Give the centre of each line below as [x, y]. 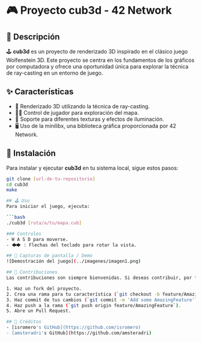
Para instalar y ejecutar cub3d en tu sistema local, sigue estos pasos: [92, 168]
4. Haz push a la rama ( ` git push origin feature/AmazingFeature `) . [94, 305]
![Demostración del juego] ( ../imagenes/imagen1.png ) [74, 261]
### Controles [24, 234]
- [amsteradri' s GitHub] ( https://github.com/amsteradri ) [79, 333]
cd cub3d [17, 185]
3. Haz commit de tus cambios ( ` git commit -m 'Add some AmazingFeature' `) [103, 300]
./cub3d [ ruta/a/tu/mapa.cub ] [44, 223]
